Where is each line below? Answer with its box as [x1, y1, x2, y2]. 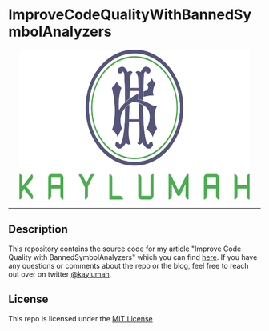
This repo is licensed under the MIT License [8, 313, 154, 323]
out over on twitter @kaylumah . [8, 269, 112, 279]
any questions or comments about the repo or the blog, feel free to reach [8, 261, 250, 270]
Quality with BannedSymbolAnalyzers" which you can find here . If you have [8, 252, 258, 261]
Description [8, 222, 68, 237]
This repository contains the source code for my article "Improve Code [8, 244, 242, 253]
